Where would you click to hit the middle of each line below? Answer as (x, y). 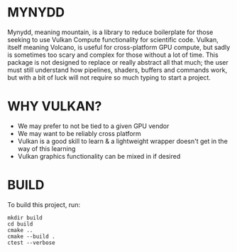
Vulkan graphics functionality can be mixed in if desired (99, 156)
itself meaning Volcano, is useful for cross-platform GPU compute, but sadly (119, 47)
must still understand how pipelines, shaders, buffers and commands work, (117, 70)
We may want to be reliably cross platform (79, 133)
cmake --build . (31, 236)
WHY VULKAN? (55, 106)
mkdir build (25, 218)
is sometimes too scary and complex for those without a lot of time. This (113, 55)
